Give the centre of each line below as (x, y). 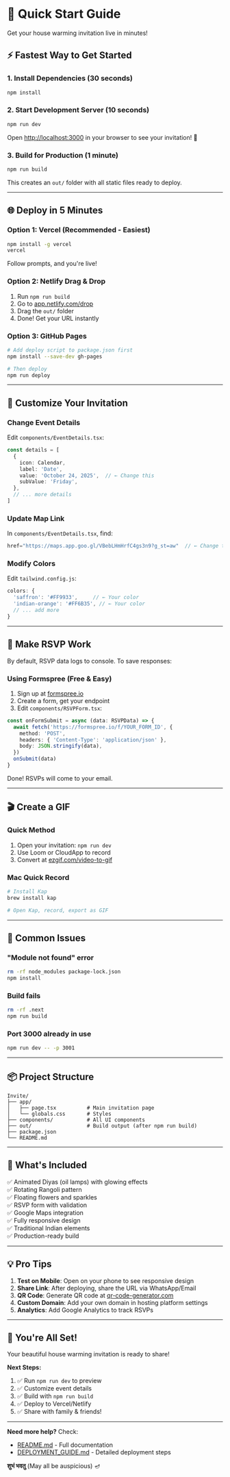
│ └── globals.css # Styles (59, 1114)
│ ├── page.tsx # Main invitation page (81, 1108)
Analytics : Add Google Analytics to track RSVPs (85, 1310)
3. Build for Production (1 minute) (63, 155)
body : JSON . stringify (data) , (61, 746)
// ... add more (36, 610)
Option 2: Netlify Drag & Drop (56, 282)
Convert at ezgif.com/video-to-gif (65, 859)
